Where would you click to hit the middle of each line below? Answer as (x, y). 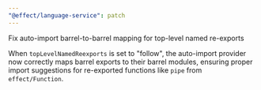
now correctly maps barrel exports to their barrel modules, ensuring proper (130, 62)
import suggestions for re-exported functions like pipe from (105, 70)
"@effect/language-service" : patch (67, 15)
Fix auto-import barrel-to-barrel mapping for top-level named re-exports (126, 38)
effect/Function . (36, 78)
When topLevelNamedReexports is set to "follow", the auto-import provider (127, 53)
